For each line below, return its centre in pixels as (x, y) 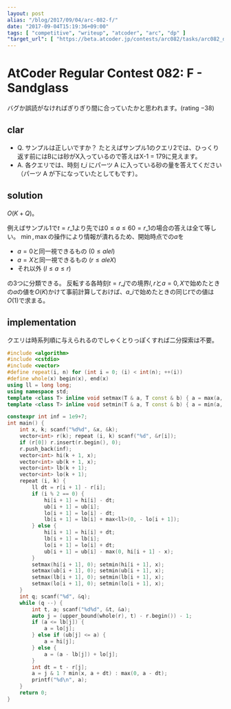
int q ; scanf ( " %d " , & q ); (55, 596)
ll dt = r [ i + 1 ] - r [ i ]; (69, 487)
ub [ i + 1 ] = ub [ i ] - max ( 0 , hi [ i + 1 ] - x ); (109, 552)
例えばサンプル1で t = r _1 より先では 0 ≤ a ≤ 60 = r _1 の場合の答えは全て (106, 228)
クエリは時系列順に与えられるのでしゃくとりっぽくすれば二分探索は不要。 (112, 340)
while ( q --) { (41, 603)
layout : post (26, 13)
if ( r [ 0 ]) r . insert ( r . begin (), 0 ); (70, 443)
